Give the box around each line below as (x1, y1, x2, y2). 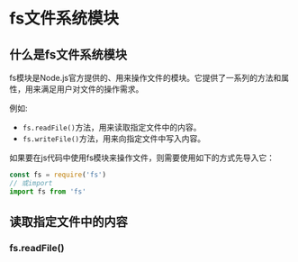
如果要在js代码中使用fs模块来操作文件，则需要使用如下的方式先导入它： (9, 152, 275, 163)
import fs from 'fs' (9, 186, 87, 196)
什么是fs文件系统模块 (9, 47, 128, 62)
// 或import (9, 178, 53, 187)
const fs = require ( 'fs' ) (9, 170, 106, 179)
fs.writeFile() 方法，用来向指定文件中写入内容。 (22, 133, 206, 144)
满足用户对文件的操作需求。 (40, 84, 144, 95)
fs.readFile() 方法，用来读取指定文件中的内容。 (22, 122, 202, 132)
